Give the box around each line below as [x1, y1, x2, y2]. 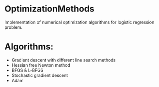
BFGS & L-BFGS [11, 67, 44, 73]
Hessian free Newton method [11, 62, 71, 68]
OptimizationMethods [4, 3, 95, 14]
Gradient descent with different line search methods [11, 57, 116, 63]
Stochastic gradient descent [11, 72, 68, 78]
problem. [4, 24, 23, 30]
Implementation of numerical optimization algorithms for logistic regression [4, 19, 155, 25]
